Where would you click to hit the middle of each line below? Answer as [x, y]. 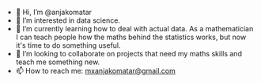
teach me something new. [58, 62]
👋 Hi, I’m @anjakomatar [54, 12]
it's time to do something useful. [68, 45]
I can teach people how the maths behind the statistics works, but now [131, 37]
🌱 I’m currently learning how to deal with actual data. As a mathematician [134, 29]
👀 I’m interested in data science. [68, 20]
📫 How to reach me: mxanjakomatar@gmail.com [96, 71]
